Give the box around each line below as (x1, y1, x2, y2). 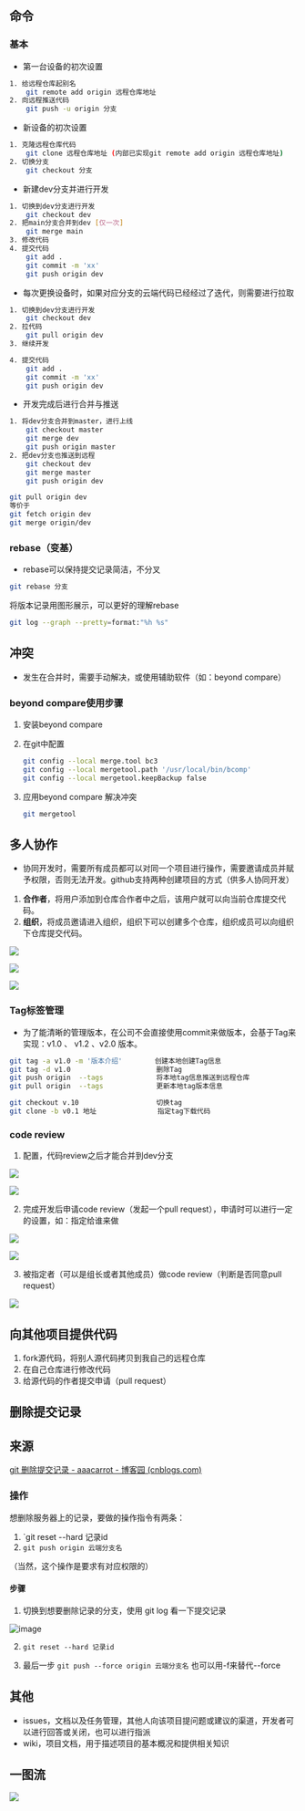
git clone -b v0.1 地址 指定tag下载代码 (9, 1107, 211, 1116)
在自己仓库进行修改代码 (22, 1364, 111, 1375)
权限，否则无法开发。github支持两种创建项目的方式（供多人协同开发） (30, 874, 294, 885)
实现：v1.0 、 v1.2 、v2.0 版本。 (22, 1038, 143, 1049)
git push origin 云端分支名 (22, 1543, 123, 1553)
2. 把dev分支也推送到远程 (9, 451, 96, 460)
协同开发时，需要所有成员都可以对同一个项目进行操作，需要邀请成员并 (22, 863, 287, 874)
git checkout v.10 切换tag (9, 1098, 182, 1108)
